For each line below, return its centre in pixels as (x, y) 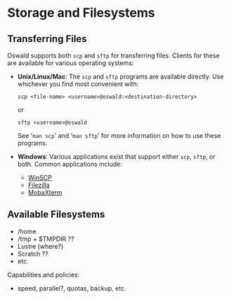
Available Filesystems (56, 215)
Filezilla (39, 185)
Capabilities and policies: (44, 274)
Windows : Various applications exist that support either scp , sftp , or (116, 157)
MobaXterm (45, 193)
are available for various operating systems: (71, 63)
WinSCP (40, 178)
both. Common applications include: (70, 164)
